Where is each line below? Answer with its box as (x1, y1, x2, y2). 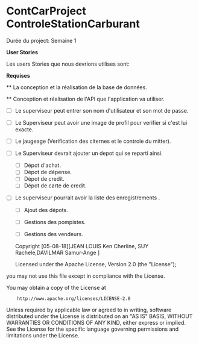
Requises (6, 72, 30, 79)
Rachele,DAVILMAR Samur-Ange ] (14, 249, 100, 256)
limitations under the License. (6, 331, 80, 339)
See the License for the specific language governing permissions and (6, 325, 179, 333)
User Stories (6, 48, 38, 55)
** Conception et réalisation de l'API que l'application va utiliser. (6, 95, 165, 102)
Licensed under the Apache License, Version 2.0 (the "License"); (14, 260, 177, 267)
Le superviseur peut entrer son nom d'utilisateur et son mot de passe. (14, 107, 189, 114)
